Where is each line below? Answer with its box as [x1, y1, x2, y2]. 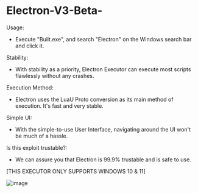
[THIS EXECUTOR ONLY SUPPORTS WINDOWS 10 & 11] [6, 167, 146, 175]
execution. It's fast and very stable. [15, 102, 104, 110]
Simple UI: [6, 114, 32, 121]
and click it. [15, 42, 44, 49]
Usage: [6, 24, 24, 31]
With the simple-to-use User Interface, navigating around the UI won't [15, 125, 191, 133]
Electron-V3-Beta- [6, 4, 103, 18]
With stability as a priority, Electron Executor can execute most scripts [15, 65, 191, 73]
